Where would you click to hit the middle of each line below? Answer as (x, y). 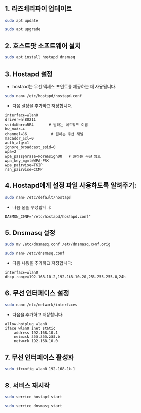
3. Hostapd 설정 (29, 74)
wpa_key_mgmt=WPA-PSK (27, 161)
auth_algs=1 (17, 143)
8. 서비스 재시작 (27, 385)
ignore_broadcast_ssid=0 (30, 147)
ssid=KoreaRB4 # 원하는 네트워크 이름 (47, 125)
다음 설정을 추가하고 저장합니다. (42, 106)
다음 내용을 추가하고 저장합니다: (42, 263)
